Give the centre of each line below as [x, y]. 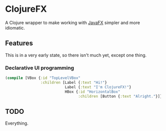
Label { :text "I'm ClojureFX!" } [98, 87]
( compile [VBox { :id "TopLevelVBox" [43, 78]
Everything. [17, 123]
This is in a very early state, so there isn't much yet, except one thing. [76, 55]
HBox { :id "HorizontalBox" [93, 92]
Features [19, 43]
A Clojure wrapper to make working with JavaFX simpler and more [73, 23]
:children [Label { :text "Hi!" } [74, 82]
